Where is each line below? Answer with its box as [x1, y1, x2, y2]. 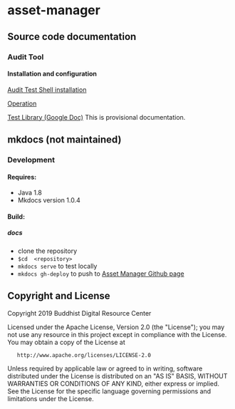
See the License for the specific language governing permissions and [7, 387, 211, 395]
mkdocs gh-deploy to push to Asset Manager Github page [17, 269, 184, 278]
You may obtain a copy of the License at [7, 338, 126, 346]
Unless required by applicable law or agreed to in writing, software [7, 364, 203, 373]
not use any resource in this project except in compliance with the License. [7, 330, 227, 338]
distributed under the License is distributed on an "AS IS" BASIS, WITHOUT [7, 371, 228, 380]
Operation [7, 99, 37, 108]
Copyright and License [7, 290, 110, 302]
